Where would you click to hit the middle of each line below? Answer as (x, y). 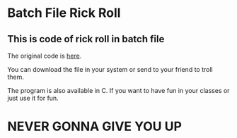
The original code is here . (45, 56)
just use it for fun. (33, 98)
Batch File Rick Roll (64, 13)
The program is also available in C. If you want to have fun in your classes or (118, 90)
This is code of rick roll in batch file (86, 39)
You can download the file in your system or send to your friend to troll (110, 69)
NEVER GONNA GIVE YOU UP (95, 126)
